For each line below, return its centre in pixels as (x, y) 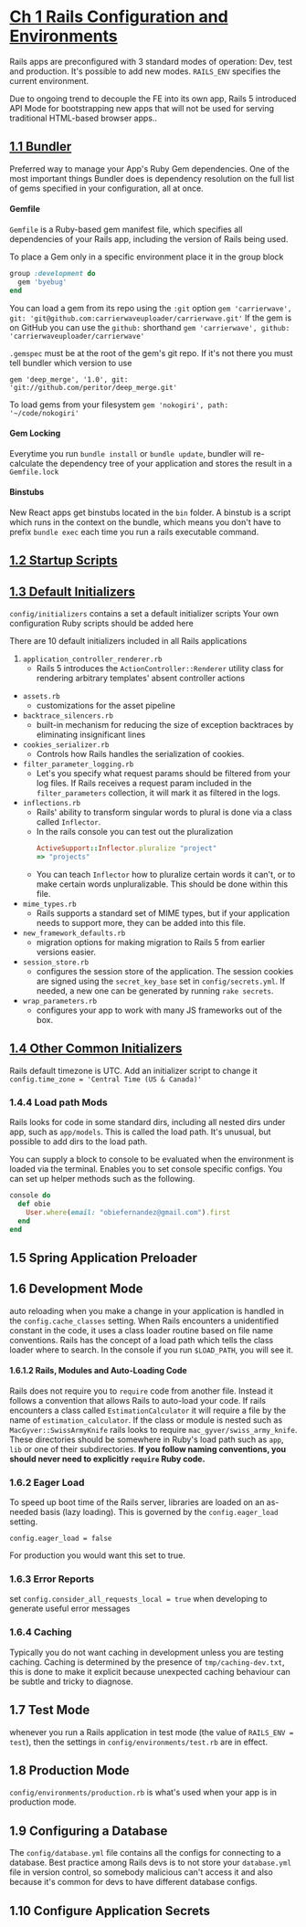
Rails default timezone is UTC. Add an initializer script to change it (133, 1070)
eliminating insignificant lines (91, 735)
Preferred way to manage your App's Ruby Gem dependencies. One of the (149, 168)
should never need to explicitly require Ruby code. (107, 1458)
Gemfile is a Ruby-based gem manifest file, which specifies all (126, 229)
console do (30, 1195)
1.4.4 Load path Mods (58, 1102)
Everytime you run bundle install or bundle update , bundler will (130, 453)
